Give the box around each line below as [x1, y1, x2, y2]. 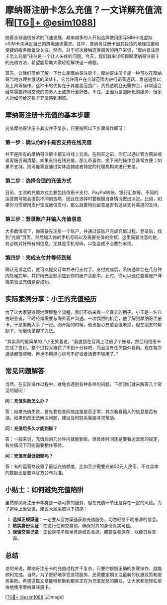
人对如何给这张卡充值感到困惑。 [5, 95, 71, 101]
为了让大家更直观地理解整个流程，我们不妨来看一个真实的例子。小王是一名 [5, 309, 158, 315]
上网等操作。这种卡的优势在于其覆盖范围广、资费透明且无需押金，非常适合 [9, 82, 162, 88]
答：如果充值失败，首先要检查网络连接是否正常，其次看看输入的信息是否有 [5, 408, 158, 414]
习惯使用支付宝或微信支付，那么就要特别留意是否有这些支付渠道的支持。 [13, 202, 162, 208]
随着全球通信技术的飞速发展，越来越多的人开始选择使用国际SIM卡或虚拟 [5, 34, 153, 40]
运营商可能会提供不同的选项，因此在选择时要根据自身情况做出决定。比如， [5, 196, 158, 202]
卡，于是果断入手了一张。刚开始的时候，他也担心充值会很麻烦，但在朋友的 [5, 321, 158, 327]
